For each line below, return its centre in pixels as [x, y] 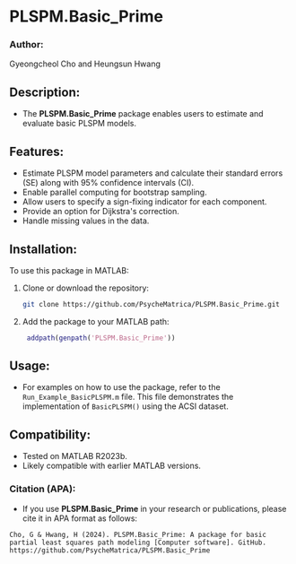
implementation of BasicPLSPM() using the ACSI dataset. [125, 406]
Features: [37, 151]
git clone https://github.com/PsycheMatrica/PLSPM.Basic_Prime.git [151, 304]
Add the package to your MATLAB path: [96, 321]
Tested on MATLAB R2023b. [75, 456]
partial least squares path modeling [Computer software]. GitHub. [138, 542]
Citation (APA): [43, 489]
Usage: [30, 366]
